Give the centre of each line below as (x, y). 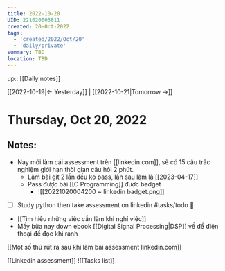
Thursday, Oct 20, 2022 (77, 120)
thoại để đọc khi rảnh (47, 234)
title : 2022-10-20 (34, 14)
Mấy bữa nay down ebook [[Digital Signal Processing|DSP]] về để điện (118, 226)
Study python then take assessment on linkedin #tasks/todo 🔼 (106, 204)
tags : (15, 33)
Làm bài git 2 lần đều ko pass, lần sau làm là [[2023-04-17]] (113, 177)
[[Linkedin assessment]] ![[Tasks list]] (61, 260)
